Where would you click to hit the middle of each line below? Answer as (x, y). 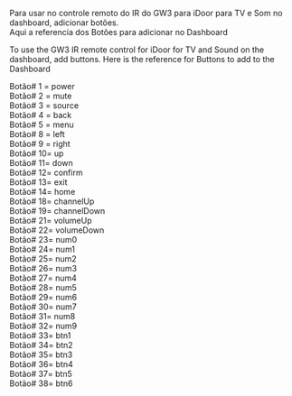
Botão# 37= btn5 (41, 374)
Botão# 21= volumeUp (51, 221)
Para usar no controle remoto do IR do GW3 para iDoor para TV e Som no (146, 13)
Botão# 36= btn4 (42, 364)
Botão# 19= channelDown (57, 211)
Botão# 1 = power (42, 86)
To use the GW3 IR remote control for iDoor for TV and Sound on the (137, 50)
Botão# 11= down (42, 163)
